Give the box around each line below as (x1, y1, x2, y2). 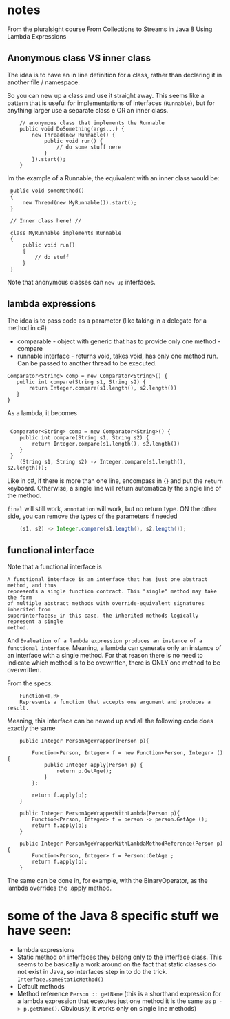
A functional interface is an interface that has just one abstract (7, 576, 208, 583)
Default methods (17, 982, 65, 991)
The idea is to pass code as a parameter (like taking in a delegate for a (7, 316, 207, 325)
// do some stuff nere (56, 144, 122, 151)
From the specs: (7, 679, 53, 687)
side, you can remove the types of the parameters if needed (7, 512, 178, 520)
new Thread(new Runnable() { (32, 131, 116, 138)
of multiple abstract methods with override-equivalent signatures (7, 600, 205, 607)
